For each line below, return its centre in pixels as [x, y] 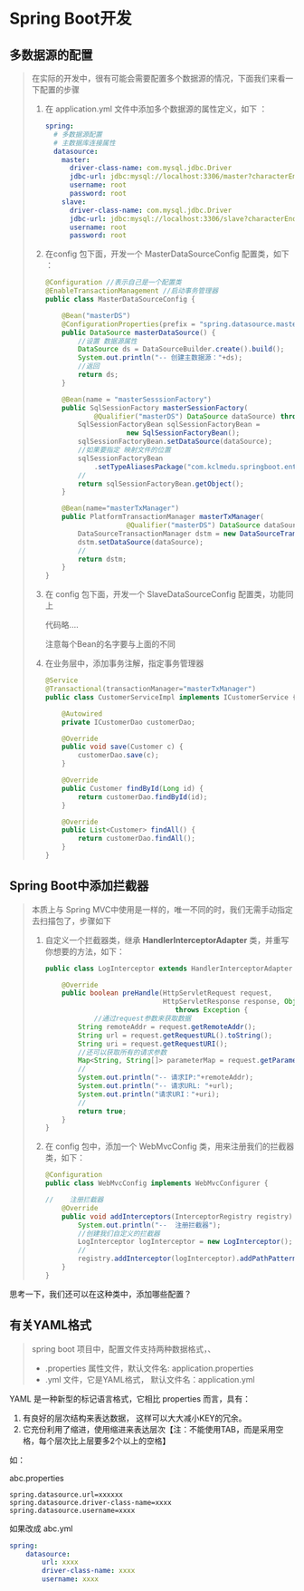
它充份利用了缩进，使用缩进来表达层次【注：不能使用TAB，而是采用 [149, 1429]
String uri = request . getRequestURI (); [152, 1044]
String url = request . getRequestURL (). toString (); [175, 1035]
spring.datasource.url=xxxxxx [66, 1495]
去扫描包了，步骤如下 [71, 921]
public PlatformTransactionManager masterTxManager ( [163, 517]
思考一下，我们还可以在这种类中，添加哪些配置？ [100, 1294]
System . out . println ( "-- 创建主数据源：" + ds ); [160, 358]
